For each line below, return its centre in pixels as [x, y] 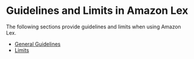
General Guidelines [37, 44]
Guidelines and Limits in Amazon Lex [97, 11]
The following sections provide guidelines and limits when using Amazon [93, 27]
